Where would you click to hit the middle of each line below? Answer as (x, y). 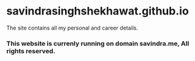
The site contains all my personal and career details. (72, 28)
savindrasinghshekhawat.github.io (97, 11)
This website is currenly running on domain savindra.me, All (98, 43)
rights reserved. (31, 51)
